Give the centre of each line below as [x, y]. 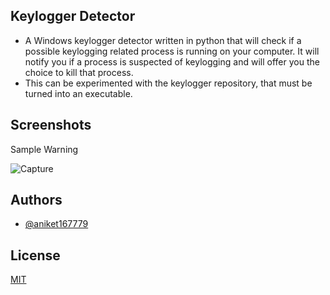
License [35, 255]
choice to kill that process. [79, 72]
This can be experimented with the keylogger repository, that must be [168, 83]
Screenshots [51, 125]
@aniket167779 [56, 224]
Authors [36, 200]
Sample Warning [44, 149]
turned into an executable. [78, 93]
